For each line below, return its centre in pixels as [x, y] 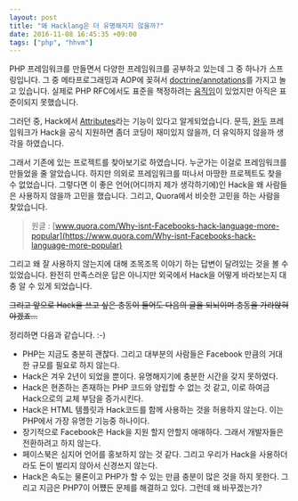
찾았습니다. [28, 207]
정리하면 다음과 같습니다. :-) [58, 335]
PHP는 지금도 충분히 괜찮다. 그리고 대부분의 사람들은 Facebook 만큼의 [144, 354]
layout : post [33, 17]
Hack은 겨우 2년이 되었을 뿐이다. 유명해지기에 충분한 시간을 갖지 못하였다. [150, 376]
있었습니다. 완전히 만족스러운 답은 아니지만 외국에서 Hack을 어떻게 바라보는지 [143, 275]
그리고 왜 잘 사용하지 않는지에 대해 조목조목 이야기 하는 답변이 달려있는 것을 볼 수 [149, 264]
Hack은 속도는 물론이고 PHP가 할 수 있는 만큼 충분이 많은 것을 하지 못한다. [151, 477]
